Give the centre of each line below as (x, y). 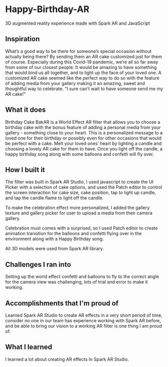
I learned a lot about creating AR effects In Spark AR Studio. (67, 359)
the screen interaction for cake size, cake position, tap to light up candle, (81, 193)
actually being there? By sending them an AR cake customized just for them (83, 56)
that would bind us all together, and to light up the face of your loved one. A (83, 72)
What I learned (29, 347)
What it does (26, 110)
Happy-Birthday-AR (47, 9)
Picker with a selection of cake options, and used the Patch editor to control (84, 187)
